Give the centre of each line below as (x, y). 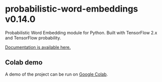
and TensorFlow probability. (33, 38)
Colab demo (24, 62)
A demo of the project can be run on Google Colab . (57, 74)
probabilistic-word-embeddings (71, 9)
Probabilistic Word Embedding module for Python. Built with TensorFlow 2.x (81, 33)
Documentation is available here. (38, 47)
